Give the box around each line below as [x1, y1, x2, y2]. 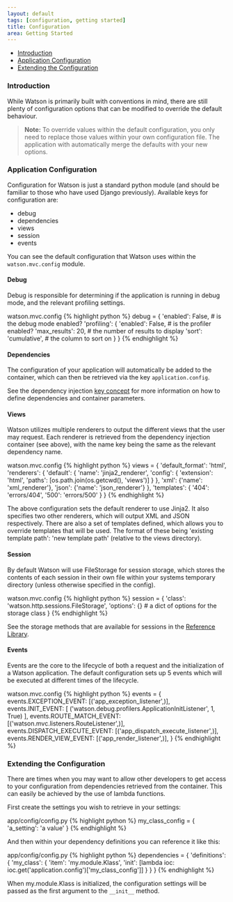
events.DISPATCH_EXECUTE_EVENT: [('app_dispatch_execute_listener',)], [7, 726, 219, 735]
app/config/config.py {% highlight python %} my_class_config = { [7, 817, 195, 825]
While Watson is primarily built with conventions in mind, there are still [7, 97, 208, 105]
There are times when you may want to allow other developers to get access [7, 775, 227, 783]
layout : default [7, 10, 54, 17]
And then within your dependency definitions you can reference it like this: [7, 838, 220, 846]
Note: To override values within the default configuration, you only [24, 125, 216, 133]
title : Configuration [7, 23, 70, 30]
